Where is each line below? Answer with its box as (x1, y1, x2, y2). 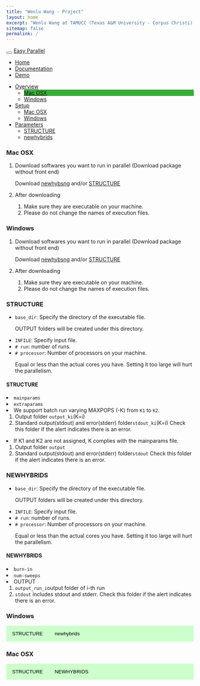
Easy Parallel (13, 47, 45, 54)
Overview (14, 83, 39, 90)
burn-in (14, 566, 33, 572)
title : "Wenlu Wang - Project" (6, 8, 84, 15)
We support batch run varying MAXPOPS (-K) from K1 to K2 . (14, 406, 160, 414)
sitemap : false (6, 25, 44, 32)
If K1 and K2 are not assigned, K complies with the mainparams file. (14, 437, 179, 445)
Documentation (14, 65, 53, 72)
